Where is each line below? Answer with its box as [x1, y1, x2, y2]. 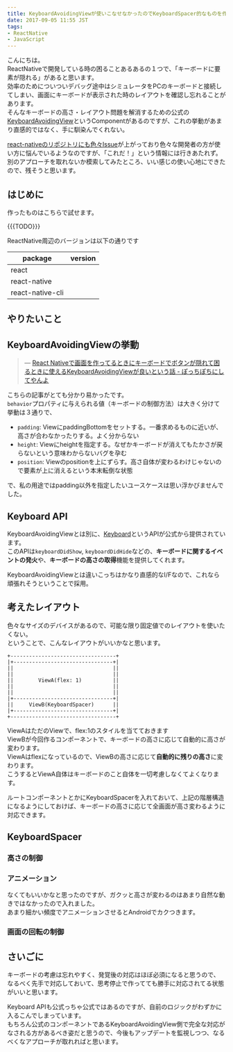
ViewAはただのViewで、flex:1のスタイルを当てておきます [7, 726, 169, 734]
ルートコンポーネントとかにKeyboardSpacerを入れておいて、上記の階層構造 [7, 793, 225, 801]
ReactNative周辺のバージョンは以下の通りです [7, 236, 139, 245]
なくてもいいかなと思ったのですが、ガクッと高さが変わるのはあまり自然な [7, 891, 220, 899]
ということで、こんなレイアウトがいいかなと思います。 [7, 639, 164, 647]
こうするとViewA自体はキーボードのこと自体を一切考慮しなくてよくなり [7, 769, 214, 778]
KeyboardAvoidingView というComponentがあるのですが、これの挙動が [7, 117, 210, 125]
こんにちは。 [7, 56, 44, 65]
